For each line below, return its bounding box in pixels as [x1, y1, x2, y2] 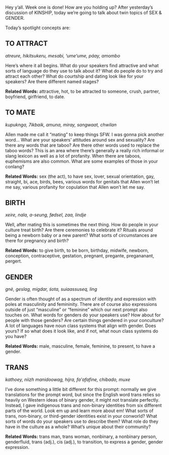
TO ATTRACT [5, 39, 48, 48]
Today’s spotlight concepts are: [5, 25, 71, 31]
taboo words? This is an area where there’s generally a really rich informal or [5, 147, 164, 153]
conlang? [5, 163, 24, 169]
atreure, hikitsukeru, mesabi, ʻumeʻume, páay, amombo [5, 52, 120, 58]
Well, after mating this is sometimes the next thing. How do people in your [5, 222, 159, 228]
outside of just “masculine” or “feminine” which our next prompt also [5, 307, 148, 313]
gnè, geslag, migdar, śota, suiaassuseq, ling [5, 286, 97, 292]
